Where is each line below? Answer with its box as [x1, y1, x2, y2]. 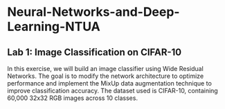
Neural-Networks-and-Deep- [7, 4, 180, 20]
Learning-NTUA [7, 19, 100, 34]
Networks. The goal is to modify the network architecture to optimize [7, 72, 204, 80]
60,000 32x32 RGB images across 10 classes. [7, 94, 138, 102]
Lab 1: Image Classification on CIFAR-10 [7, 46, 182, 58]
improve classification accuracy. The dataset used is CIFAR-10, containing [7, 87, 218, 95]
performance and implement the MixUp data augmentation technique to [7, 79, 213, 87]
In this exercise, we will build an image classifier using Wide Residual [7, 65, 204, 72]
